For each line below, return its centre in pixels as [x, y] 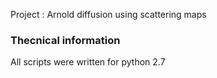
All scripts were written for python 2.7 [88, 62]
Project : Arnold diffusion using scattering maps [108, 14]
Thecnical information [65, 40]
